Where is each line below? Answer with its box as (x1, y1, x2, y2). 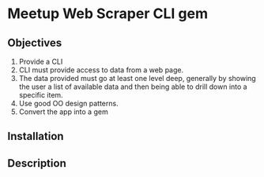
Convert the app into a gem (18, 107, 108, 116)
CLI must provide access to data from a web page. (18, 65, 183, 75)
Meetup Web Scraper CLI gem (7, 5, 209, 23)
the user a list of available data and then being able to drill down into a (18, 82, 247, 91)
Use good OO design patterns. (18, 99, 119, 108)
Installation (7, 130, 64, 143)
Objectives (7, 36, 62, 50)
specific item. (18, 90, 64, 99)
